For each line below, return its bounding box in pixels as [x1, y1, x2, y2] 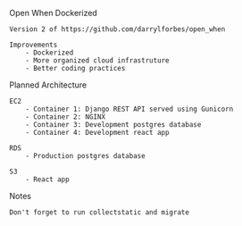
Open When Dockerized [9, 8, 98, 18]
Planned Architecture [9, 80, 88, 90]
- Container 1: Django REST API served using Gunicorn [25, 105, 234, 113]
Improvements [9, 40, 58, 49]
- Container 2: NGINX [25, 113, 105, 121]
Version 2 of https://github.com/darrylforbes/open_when [9, 25, 226, 34]
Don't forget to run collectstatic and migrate [9, 208, 190, 217]
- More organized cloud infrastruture [25, 56, 170, 65]
